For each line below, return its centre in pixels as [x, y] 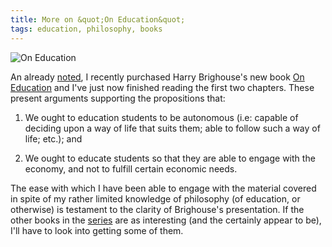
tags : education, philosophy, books [86, 29]
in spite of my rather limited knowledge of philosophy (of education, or [155, 198]
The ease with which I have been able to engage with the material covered [163, 188]
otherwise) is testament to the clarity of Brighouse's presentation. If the [157, 209]
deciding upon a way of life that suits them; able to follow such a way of [172, 128]
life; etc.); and [53, 138]
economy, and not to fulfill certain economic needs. [131, 168]
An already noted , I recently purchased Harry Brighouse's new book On [157, 77]
